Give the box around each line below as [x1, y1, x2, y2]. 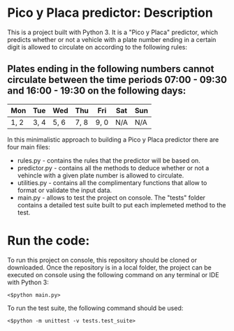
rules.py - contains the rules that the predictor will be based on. [17, 156, 200, 165]
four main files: [7, 142, 50, 151]
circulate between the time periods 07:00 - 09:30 [7, 74, 228, 86]
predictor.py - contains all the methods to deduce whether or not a [17, 163, 210, 172]
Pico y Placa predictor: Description [7, 5, 213, 21]
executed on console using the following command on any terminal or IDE [7, 270, 219, 279]
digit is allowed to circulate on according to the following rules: [7, 43, 187, 51]
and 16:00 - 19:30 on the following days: [7, 85, 187, 97]
